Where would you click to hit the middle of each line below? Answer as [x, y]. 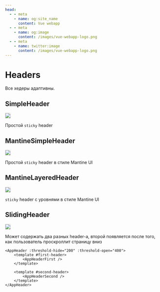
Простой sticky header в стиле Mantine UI [49, 163]
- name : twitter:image [37, 46]
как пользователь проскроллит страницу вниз [54, 242]
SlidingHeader [27, 215]
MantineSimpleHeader [40, 141]
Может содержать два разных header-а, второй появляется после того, [80, 236]
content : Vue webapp [39, 23]
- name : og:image [32, 32]
